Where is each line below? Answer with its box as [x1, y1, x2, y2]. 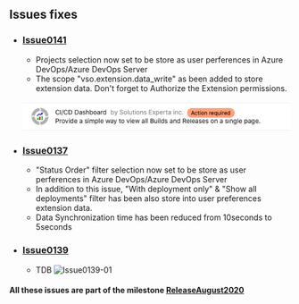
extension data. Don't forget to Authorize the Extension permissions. [35, 82, 287, 93]
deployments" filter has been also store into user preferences [35, 193, 262, 204]
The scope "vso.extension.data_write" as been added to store [35, 73, 263, 84]
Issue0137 [21, 144, 69, 156]
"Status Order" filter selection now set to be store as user [35, 165, 247, 175]
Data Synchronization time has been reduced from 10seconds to [35, 212, 272, 223]
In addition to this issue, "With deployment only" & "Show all [35, 183, 257, 195]
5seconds [35, 222, 73, 232]
